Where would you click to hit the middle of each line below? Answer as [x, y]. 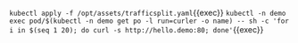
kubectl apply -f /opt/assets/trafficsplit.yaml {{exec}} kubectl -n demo [148, 13]
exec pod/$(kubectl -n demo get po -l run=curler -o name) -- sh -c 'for [149, 21]
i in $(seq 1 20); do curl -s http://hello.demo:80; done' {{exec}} [137, 29]
